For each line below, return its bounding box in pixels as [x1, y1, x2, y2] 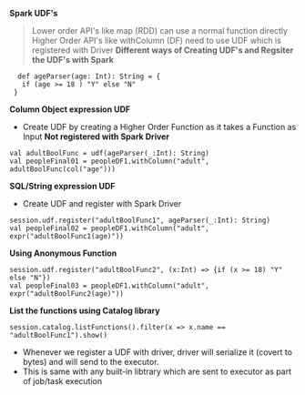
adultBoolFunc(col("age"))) [9, 165, 117, 174]
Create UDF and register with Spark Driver [22, 198, 182, 208]
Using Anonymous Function [9, 248, 117, 258]
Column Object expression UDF [9, 104, 131, 115]
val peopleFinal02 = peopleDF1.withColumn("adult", [9, 224, 209, 233]
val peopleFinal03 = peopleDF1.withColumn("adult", [9, 281, 209, 290]
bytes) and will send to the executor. [22, 357, 159, 367]
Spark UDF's [9, 8, 58, 18]
